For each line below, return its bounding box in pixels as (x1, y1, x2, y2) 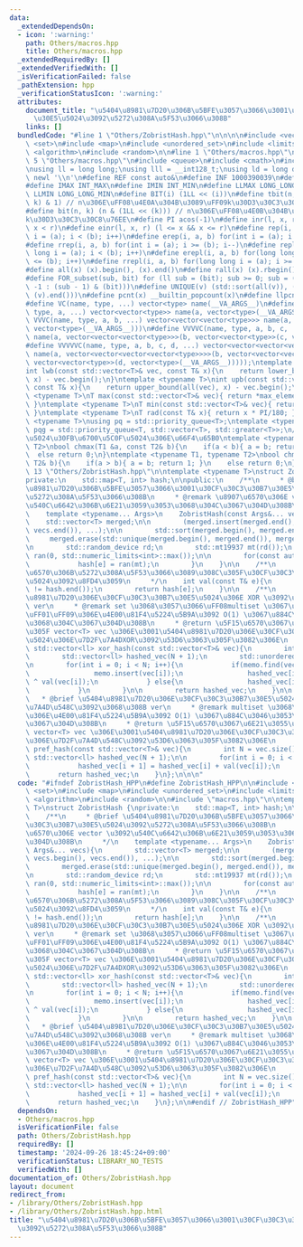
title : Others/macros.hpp (25, 47, 124, 56)
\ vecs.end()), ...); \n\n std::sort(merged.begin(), (25, 526, 256, 535)
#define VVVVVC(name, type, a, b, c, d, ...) (25, 341, 200, 350)
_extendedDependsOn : (17, 22, 95, 31)
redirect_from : (9, 1190, 67, 1199)
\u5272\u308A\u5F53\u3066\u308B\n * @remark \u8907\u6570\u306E (25, 492, 289, 502)
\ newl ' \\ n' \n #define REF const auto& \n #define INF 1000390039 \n (25, 173, 280, 182)
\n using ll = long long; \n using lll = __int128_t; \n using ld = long (25, 165, 289, 174)
